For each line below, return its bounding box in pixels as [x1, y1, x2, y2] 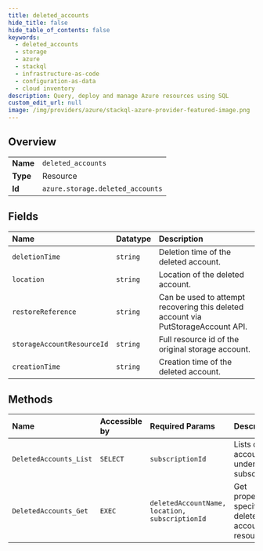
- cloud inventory [15, 84, 76, 93]
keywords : [8, 33, 41, 42]
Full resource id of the [158, 334, 240, 345]
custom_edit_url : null [8, 99, 82, 107]
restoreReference [12, 307, 77, 316]
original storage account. [158, 343, 250, 354]
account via [158, 311, 202, 322]
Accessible [99, 416, 142, 427]
